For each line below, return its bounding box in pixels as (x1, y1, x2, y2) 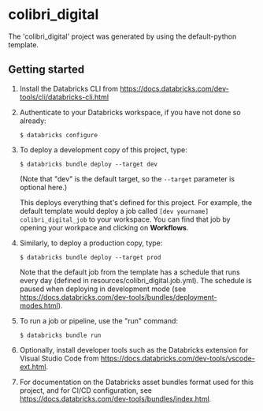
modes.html (19, 301, 59, 310)
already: (19, 116, 46, 125)
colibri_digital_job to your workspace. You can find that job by (19, 215, 231, 224)
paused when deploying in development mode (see (19, 284, 187, 293)
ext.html (19, 361, 46, 372)
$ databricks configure (19, 131, 98, 139)
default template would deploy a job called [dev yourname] (19, 206, 209, 215)
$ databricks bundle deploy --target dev (19, 160, 157, 168)
